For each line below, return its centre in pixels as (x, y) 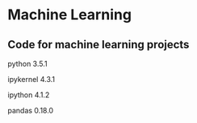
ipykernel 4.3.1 (31, 79)
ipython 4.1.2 (29, 95)
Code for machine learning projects (98, 45)
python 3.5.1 (27, 64)
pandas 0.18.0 (31, 111)
